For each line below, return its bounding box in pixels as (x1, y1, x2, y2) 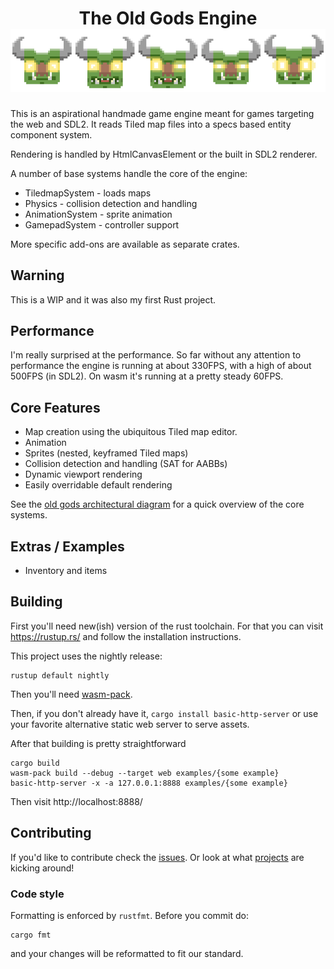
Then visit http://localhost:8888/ (10, 795, 143, 807)
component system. (10, 128, 93, 141)
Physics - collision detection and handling (24, 197, 198, 209)
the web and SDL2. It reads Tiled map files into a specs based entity (10, 118, 292, 130)
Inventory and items (24, 564, 108, 576)
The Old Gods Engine (78, 7, 258, 30)
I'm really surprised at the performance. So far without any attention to (10, 349, 302, 361)
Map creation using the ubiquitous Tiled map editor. (24, 426, 238, 438)
